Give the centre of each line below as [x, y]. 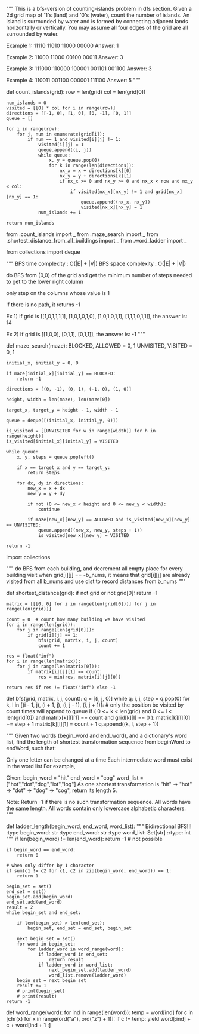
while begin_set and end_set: [44, 913]
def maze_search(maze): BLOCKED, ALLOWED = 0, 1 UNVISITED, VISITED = [99, 346]
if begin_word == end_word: [41, 850]
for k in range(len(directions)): [91, 165]
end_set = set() [26, 892]
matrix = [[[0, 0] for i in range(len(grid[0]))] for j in [81, 604]
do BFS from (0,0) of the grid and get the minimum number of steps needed [99, 275]
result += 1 [32, 986]
